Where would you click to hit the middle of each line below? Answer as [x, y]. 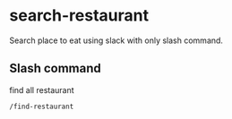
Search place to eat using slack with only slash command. [116, 40]
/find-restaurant [42, 106]
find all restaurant [42, 89]
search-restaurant [79, 16]
